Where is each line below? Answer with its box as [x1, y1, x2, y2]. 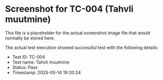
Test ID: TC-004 [12, 54, 45, 60]
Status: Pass [12, 64, 38, 70]
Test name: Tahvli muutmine [12, 59, 70, 65]
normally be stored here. [5, 35, 55, 41]
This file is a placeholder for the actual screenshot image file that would [5, 30, 150, 36]
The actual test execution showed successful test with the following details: [5, 44, 159, 50]
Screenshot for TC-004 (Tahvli [5, 3, 134, 15]
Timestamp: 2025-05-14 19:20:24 [12, 69, 81, 75]
